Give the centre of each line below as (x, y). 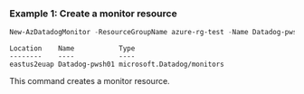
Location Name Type (72, 49)
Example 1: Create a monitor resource (94, 14)
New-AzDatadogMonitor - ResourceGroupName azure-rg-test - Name (129, 33)
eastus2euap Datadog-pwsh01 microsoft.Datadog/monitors (117, 65)
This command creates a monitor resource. (90, 81)
